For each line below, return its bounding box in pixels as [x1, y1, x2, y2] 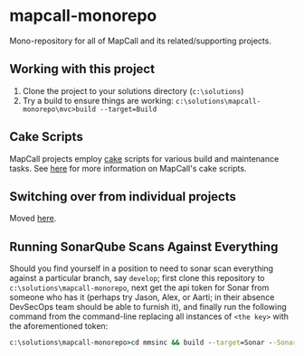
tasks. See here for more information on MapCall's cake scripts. [9, 163, 247, 173]
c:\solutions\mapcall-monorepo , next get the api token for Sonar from [9, 282, 270, 294]
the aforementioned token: [9, 321, 109, 332]
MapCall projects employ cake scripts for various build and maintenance [9, 153, 280, 164]
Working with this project [9, 61, 156, 77]
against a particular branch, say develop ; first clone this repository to [9, 273, 265, 284]
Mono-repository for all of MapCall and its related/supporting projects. [9, 35, 271, 46]
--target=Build [99, 105, 157, 114]
